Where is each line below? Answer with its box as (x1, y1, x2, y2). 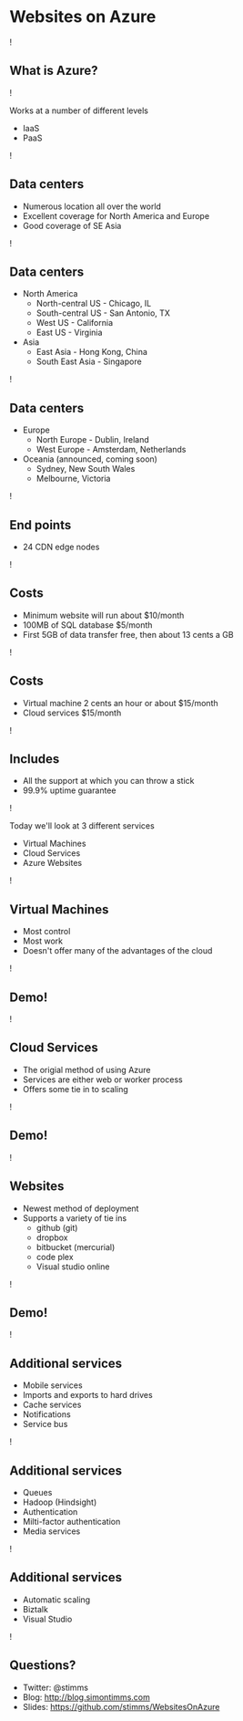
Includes (9, 751, 60, 767)
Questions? (9, 1658, 76, 1674)
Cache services (22, 1399, 82, 1411)
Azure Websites (22, 858, 83, 869)
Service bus (22, 1419, 68, 1430)
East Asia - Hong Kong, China (35, 347, 148, 358)
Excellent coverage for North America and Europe (22, 210, 210, 221)
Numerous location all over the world (22, 201, 162, 212)
